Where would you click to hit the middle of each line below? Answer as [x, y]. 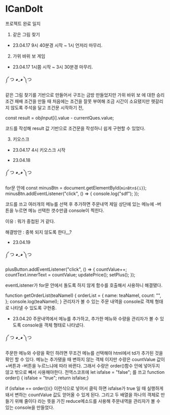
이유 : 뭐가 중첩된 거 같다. [30, 221]
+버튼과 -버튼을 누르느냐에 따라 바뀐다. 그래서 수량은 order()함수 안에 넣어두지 [83, 366]
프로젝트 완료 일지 [23, 23]
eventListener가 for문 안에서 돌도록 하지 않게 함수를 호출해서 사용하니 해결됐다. [84, 285]
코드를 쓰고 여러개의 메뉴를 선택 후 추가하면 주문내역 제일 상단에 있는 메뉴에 [80, 204]
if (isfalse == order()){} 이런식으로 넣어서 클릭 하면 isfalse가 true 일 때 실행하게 [84, 388]
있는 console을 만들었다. [30, 407]
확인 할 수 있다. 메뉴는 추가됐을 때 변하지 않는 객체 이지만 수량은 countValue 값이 [85, 359]
